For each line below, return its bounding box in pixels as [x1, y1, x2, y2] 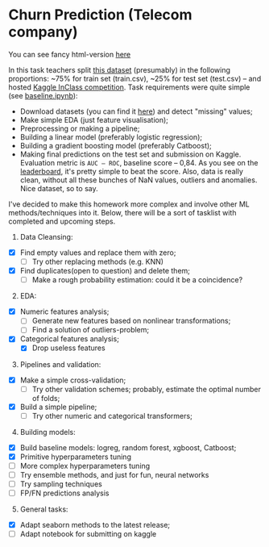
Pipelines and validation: [19, 359, 101, 369]
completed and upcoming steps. [8, 216, 116, 226]
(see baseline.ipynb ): [8, 90, 78, 100]
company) [8, 23, 78, 41]
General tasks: [19, 504, 68, 514]
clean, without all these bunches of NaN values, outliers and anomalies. [19, 175, 258, 185]
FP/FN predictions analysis [19, 488, 110, 498]
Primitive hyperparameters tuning [19, 452, 131, 461]
